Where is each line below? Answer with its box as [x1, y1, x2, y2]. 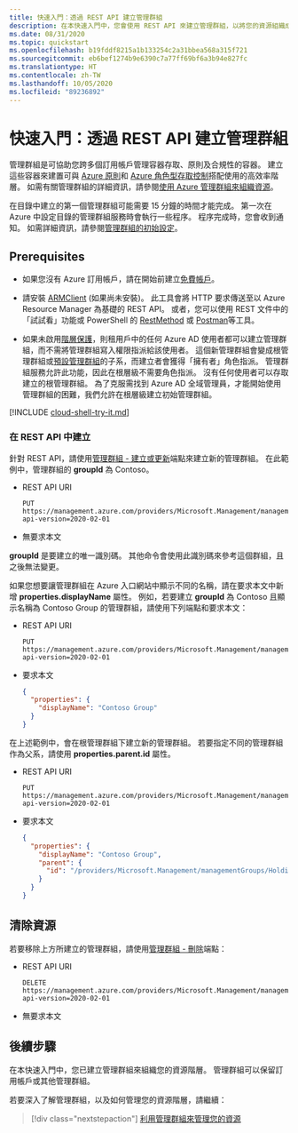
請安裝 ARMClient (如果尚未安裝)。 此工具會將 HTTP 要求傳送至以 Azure [21, 292, 286, 303]
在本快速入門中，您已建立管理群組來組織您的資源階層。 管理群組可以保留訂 [9, 1064, 284, 1075]
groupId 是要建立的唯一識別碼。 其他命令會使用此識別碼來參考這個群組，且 [9, 550, 284, 561]
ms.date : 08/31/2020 [9, 29, 86, 38]
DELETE [21, 978, 47, 987]
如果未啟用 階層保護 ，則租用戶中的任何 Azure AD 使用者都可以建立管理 [21, 334, 279, 345]
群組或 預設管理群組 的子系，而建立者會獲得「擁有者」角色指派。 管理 [29, 356, 281, 367]
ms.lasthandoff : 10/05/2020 [9, 79, 114, 88]
